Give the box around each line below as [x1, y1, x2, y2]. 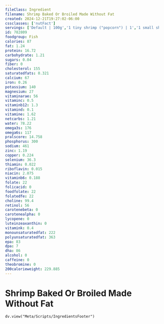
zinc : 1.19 [5, 148, 27, 153]
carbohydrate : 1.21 [5, 52, 45, 58]
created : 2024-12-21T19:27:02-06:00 [5, 16, 80, 21]
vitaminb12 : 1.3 [5, 103, 38, 108]
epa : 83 [5, 239, 21, 244]
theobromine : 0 [5, 262, 36, 267]
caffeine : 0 [5, 257, 29, 262]
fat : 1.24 [5, 44, 25, 48]
